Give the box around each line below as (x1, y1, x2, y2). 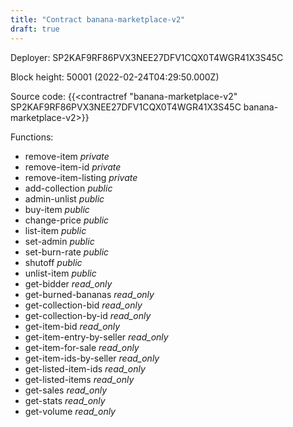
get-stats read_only (24, 394, 106, 406)
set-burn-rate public (24, 246, 110, 258)
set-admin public (24, 235, 95, 247)
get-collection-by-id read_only (24, 309, 152, 321)
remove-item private (24, 150, 110, 162)
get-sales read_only (24, 384, 108, 396)
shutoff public (24, 256, 83, 268)
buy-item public (24, 203, 90, 215)
